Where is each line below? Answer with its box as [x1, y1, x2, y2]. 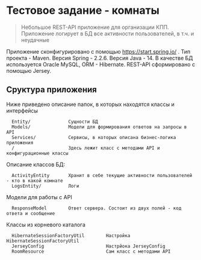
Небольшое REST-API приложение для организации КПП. [20, 23, 170, 31]
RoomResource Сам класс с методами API [11, 248, 171, 255]
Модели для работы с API [6, 193, 72, 200]
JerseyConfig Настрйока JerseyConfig [11, 243, 165, 249]
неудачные [20, 36, 50, 43]
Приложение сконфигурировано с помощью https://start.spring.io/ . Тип [6, 48, 191, 55]
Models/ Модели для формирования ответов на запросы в [11, 124, 187, 130]
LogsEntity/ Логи [11, 183, 79, 189]
